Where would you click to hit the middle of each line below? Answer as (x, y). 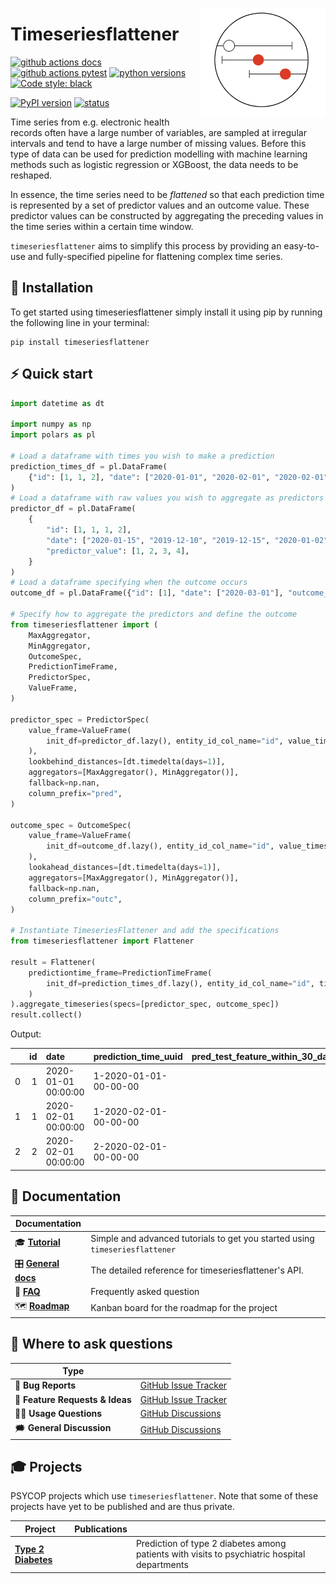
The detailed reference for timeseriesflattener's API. (197, 1270)
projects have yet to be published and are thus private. (122, 1507)
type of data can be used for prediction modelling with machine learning (159, 154)
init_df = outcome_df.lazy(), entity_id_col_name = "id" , (160, 846)
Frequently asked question (145, 1291)
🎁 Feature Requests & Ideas (73, 1399)
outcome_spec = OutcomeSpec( (71, 825)
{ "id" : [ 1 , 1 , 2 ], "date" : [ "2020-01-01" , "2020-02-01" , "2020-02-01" (178, 477)
